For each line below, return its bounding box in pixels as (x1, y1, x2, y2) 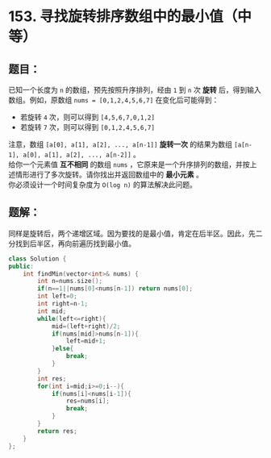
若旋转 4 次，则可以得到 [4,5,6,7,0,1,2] (19, 112, 156, 122)
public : (8, 262, 35, 270)
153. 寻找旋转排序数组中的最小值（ (8, 7, 238, 26)
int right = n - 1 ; (37, 300, 89, 308)
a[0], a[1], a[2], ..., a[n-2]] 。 (23, 150, 141, 159)
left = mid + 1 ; (65, 337, 106, 345)
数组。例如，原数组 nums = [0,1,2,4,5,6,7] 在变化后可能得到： (8, 95, 219, 105)
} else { (51, 344, 74, 353)
